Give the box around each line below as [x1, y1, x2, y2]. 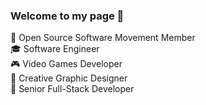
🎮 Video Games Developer [10, 58, 123, 70]
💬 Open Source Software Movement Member [10, 32, 196, 44]
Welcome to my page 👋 [10, 9, 125, 23]
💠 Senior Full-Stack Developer [10, 83, 135, 95]
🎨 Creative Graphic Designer [10, 72, 128, 84]
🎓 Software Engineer [10, 43, 100, 55]
